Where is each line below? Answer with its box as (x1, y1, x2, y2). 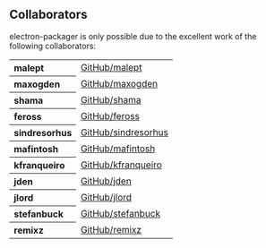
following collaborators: (9, 40, 97, 51)
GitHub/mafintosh (80, 142, 156, 155)
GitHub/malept (80, 62, 142, 74)
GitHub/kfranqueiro (80, 158, 163, 171)
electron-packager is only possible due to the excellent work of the (9, 30, 257, 41)
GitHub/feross (80, 109, 141, 122)
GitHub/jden (80, 175, 132, 187)
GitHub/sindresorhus (80, 125, 168, 138)
